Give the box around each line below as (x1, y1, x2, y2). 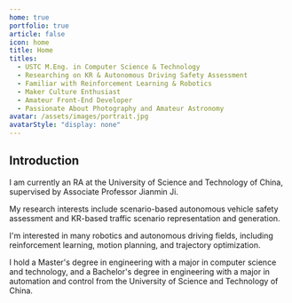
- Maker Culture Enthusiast (17, 87, 122, 96)
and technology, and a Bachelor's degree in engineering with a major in (9, 266, 271, 276)
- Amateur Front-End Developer (17, 95, 133, 105)
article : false (9, 29, 66, 38)
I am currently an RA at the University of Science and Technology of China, (9, 177, 284, 187)
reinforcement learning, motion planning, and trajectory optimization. (9, 239, 261, 250)
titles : (9, 54, 38, 63)
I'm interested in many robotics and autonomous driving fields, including (9, 230, 273, 241)
